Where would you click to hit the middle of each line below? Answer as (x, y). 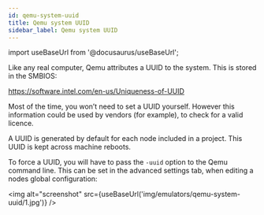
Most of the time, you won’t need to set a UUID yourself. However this (121, 106)
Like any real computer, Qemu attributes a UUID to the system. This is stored (132, 68)
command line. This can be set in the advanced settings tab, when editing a (131, 171)
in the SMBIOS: (33, 76)
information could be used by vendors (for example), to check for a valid (126, 115)
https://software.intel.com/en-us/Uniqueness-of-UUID (97, 91)
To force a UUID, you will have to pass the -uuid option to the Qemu (118, 162)
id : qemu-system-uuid (44, 15)
